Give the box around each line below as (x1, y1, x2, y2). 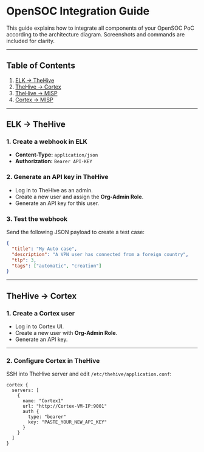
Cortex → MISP (15, 96, 53, 103)
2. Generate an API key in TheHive (6, 173, 109, 181)
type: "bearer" (28, 414, 67, 420)
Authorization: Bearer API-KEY (15, 158, 93, 165)
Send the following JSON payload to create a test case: (6, 229, 144, 236)
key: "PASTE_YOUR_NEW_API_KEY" (28, 419, 107, 425)
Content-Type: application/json (15, 151, 98, 158)
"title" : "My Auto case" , (12, 246, 78, 252)
